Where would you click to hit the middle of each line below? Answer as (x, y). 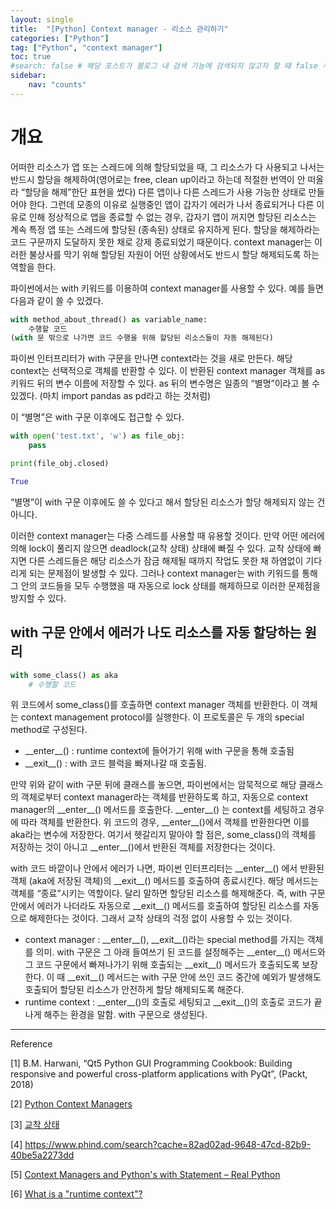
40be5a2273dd (42, 1155)
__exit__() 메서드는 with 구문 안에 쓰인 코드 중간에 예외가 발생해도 (194, 977)
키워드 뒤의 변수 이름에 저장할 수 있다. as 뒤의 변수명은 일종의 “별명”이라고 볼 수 (165, 383)
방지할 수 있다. (38, 598)
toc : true (31, 57)
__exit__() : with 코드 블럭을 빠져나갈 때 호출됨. (115, 763)
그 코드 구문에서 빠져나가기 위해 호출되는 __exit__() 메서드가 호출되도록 (162, 965)
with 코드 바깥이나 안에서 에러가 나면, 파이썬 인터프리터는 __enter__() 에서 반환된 (167, 868)
